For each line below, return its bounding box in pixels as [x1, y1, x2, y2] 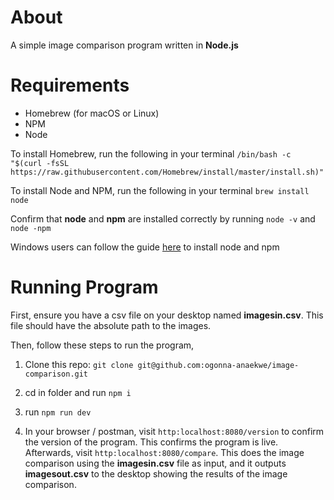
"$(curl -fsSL [10, 158, 70, 168]
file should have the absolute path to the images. [10, 319, 212, 331]
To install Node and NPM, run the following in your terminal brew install [10, 184, 310, 196]
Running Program [10, 276, 159, 299]
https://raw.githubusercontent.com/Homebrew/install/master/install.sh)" [10, 167, 325, 177]
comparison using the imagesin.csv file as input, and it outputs [24, 457, 287, 469]
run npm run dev [24, 406, 92, 418]
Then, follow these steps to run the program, [10, 339, 195, 351]
